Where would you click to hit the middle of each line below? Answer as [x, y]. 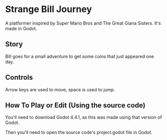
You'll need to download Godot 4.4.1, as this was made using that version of [83, 117]
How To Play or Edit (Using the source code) [75, 105]
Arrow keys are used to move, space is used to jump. [60, 89]
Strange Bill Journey [49, 9]
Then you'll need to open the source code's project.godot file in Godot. [79, 132]
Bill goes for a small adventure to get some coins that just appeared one [80, 56]
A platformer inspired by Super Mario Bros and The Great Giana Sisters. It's [83, 23]
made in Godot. [21, 28]
